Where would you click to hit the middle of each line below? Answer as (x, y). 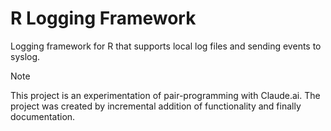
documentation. (43, 116)
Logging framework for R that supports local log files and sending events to (166, 46)
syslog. (25, 56)
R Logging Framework (103, 18)
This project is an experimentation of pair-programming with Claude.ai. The (165, 95)
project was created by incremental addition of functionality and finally (156, 106)
